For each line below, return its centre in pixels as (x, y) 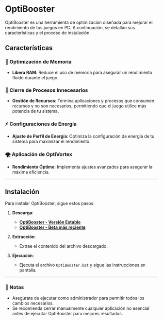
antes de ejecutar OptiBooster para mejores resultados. (67, 313)
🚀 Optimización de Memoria (38, 62)
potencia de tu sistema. (35, 111)
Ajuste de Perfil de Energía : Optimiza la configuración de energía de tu (83, 136)
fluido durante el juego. (35, 77)
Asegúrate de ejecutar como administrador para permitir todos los (78, 298)
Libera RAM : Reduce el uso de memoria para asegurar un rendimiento (82, 72)
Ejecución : (23, 255)
